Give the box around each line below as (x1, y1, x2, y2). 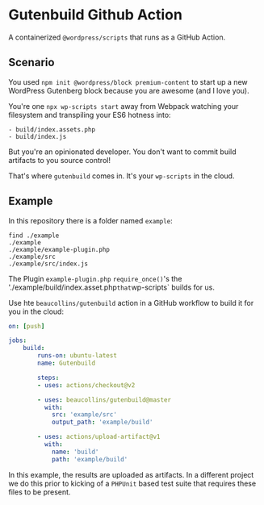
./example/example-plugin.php (8, 245, 111, 253)
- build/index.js (8, 132, 67, 140)
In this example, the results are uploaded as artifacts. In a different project (8, 470, 254, 479)
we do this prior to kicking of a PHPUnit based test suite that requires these (8, 478, 257, 488)
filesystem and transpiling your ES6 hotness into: (8, 110, 171, 119)
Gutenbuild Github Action (8, 6, 183, 24)
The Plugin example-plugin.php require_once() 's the (8, 273, 182, 283)
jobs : (8, 336, 27, 344)
